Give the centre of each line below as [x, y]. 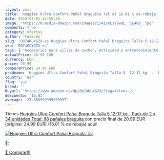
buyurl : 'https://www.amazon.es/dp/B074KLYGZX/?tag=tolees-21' [71, 91]
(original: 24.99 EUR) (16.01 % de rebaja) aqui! [51, 124]
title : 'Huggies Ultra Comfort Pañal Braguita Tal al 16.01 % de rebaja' [82, 14]
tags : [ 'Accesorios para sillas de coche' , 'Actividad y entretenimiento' [83, 50]
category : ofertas [24, 32]
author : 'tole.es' [24, 37]
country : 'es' [20, 77]
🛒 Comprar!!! [18, 152]
